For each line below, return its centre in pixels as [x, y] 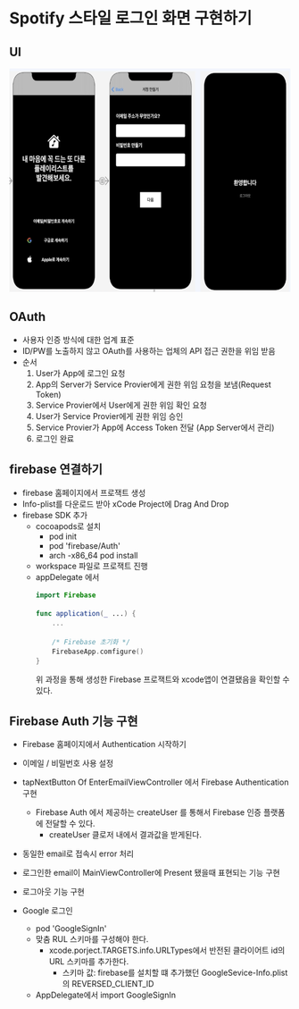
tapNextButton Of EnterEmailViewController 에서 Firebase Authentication [155, 782]
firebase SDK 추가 [54, 515]
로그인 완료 [54, 438]
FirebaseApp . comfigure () [98, 652]
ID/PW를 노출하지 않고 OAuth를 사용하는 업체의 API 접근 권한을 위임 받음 [149, 350]
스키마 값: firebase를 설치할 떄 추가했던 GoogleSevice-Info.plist [175, 973]
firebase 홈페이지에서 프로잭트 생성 [84, 492]
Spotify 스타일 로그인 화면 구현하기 [131, 18]
